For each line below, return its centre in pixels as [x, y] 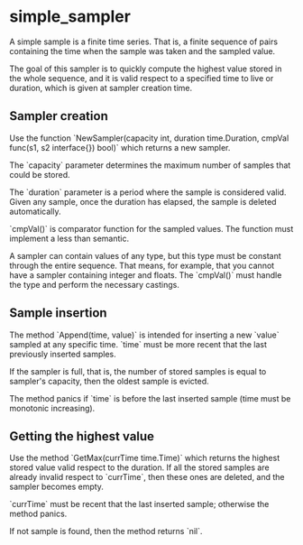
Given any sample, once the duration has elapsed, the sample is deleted [143, 201]
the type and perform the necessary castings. [95, 284]
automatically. [35, 211]
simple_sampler [70, 17]
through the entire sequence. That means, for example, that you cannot [142, 265]
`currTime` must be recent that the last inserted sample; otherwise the [139, 504]
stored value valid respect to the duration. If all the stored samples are [139, 467]
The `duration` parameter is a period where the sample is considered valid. [148, 192]
